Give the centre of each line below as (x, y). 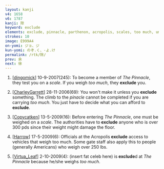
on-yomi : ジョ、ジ (22, 46)
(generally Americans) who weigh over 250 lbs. (60, 147)
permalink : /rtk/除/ (26, 55)
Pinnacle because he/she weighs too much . (56, 162)
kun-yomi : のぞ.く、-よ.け (30, 50)
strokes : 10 (17, 37)
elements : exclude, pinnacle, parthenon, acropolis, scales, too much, (79, 32)
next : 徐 (13, 64)
